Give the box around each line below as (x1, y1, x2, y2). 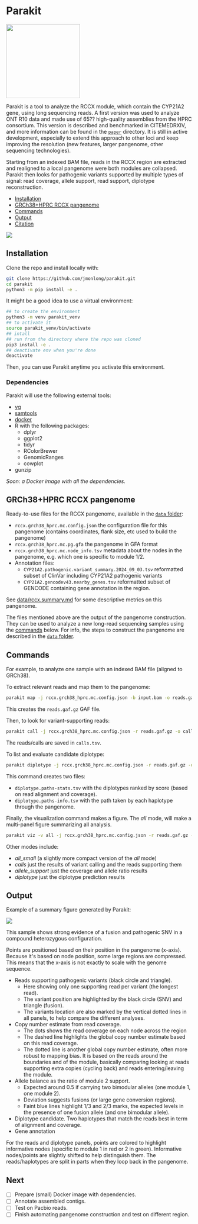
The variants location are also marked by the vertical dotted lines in (23, 1008, 187, 1016)
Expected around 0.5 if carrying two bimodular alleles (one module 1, (23, 1084, 191, 1091)
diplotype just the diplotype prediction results (14, 873, 126, 880)
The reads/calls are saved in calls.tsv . (6, 739, 102, 746)
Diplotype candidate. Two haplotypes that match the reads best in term (14, 1115, 187, 1122)
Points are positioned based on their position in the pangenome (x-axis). (6, 946, 181, 954)
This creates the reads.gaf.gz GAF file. (6, 706, 101, 713)
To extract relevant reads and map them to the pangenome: (6, 684, 151, 691)
